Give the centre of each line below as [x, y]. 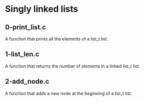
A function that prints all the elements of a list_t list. [57, 39]
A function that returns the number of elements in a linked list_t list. [73, 66]
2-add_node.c [27, 82]
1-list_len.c [22, 54]
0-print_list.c [26, 27]
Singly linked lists [42, 9]
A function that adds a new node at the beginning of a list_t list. [69, 93]
